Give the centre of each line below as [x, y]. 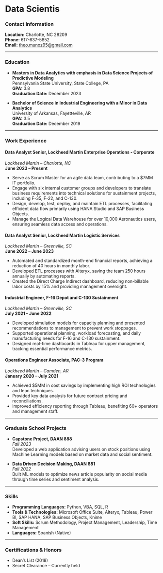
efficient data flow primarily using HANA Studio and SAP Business [78, 208]
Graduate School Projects [36, 428]
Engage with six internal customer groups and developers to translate [81, 188]
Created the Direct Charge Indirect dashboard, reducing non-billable [80, 281]
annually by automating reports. [44, 276]
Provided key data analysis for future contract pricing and [70, 396]
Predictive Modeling [33, 78]
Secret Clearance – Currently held [46, 566]
